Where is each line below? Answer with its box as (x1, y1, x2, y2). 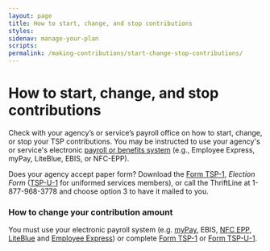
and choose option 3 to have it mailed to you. (59, 186, 209, 196)
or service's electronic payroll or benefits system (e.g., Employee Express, (8, 144, 255, 154)
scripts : (8, 42, 38, 50)
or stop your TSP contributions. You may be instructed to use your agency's (8, 136, 260, 146)
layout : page (8, 11, 52, 20)
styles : (8, 27, 35, 35)
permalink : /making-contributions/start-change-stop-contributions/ (8, 49, 243, 57)
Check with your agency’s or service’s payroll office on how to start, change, (8, 128, 263, 137)
